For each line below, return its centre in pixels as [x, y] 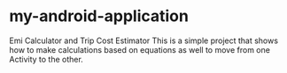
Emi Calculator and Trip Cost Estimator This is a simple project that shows [144, 40]
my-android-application [99, 16]
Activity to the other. [47, 59]
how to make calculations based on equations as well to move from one [140, 49]
